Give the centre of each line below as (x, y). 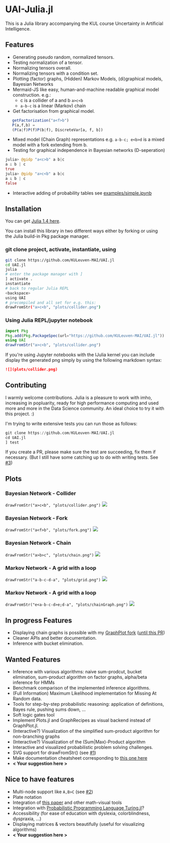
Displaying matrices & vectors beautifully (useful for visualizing (78, 824)
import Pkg (17, 331)
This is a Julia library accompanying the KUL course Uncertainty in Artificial (84, 23)
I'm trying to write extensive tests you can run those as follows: (71, 423)
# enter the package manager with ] (44, 274)
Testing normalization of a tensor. (47, 63)
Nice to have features (40, 779)
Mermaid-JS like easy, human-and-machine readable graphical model (86, 89)
